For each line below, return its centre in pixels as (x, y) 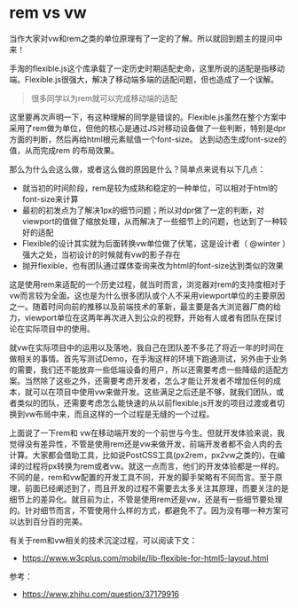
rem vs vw (48, 13)
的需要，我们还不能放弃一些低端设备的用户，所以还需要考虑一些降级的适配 (145, 370)
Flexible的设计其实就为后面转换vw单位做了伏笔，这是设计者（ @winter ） (154, 243)
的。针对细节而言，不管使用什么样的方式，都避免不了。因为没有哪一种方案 (145, 510)
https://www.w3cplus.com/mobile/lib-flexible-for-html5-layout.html (145, 557)
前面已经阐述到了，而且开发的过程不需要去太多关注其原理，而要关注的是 (157, 488)
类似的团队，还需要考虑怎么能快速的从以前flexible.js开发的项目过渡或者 (147, 402)
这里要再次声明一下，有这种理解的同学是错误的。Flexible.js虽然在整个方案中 (148, 117)
